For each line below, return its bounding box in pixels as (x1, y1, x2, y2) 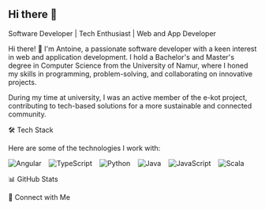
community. (8, 109, 47, 119)
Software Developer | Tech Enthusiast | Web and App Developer (8, 28, 217, 38)
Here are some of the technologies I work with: (8, 143, 161, 153)
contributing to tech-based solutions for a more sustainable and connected (8, 101, 252, 110)
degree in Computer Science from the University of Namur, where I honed (8, 61, 248, 70)
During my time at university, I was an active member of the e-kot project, (8, 92, 248, 102)
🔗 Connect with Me (8, 192, 71, 201)
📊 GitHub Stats (8, 174, 58, 183)
